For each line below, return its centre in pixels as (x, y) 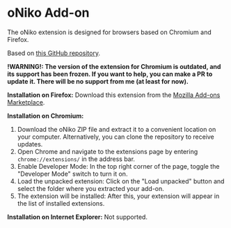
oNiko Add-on (48, 13)
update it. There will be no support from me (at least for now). (98, 81)
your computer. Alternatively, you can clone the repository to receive (115, 137)
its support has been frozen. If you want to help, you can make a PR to (110, 74)
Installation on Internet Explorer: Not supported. (78, 217)
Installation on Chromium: (46, 116)
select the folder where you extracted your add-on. (91, 188)
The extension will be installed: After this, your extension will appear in (118, 196)
